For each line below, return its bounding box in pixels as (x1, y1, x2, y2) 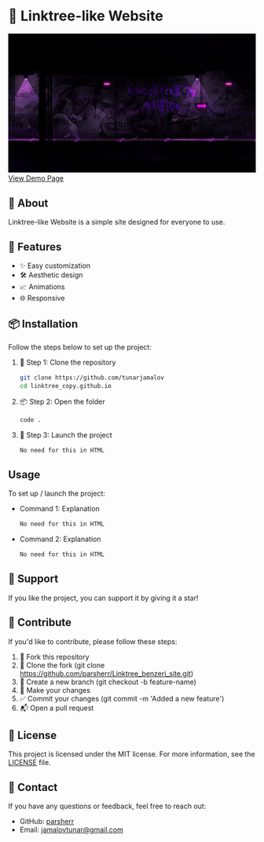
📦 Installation (8, 317, 79, 331)
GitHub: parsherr (19, 817, 75, 826)
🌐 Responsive (19, 294, 65, 303)
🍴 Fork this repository (19, 652, 90, 661)
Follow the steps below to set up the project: (8, 342, 152, 352)
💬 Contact (8, 781, 58, 794)
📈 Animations (19, 282, 65, 291)
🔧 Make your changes (19, 685, 90, 694)
